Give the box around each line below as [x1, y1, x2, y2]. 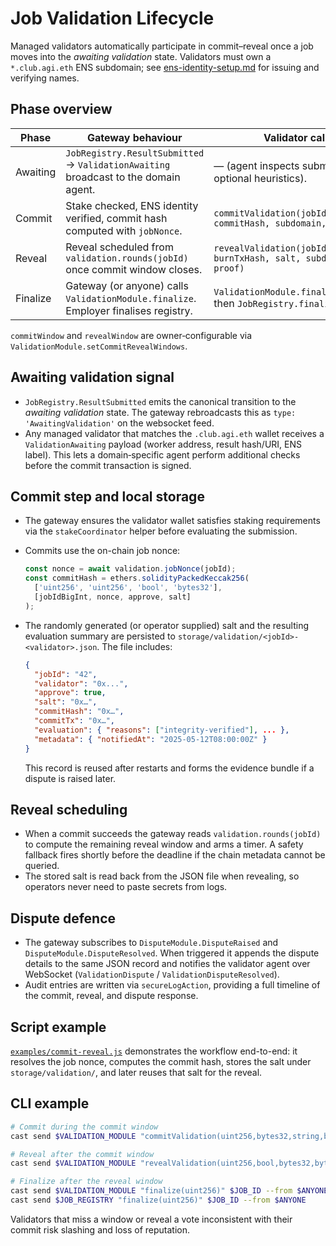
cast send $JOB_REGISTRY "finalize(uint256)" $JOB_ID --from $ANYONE [10, 1195, 307, 1205]
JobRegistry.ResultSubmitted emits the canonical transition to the [24, 395, 297, 407]
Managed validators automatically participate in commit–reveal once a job [10, 40, 314, 52]
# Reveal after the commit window [10, 1149, 155, 1159]
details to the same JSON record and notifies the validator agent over [24, 958, 311, 970]
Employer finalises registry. [65, 303, 193, 317]
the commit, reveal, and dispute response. [24, 990, 199, 1002]
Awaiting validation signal [10, 369, 175, 386]
